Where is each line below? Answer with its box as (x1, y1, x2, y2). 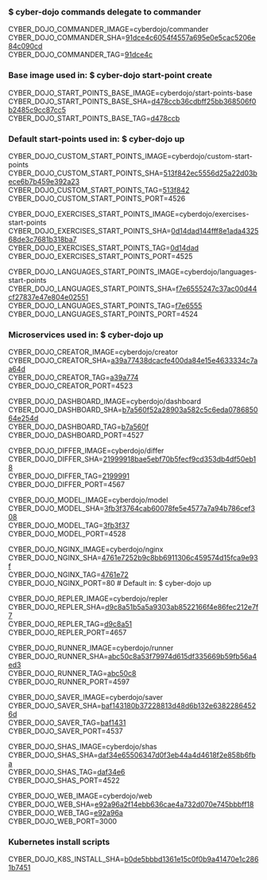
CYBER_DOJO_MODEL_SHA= (8, 504, 105, 513)
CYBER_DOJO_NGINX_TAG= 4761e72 (8, 570, 129, 579)
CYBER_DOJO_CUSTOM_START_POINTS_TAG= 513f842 (8, 185, 190, 194)
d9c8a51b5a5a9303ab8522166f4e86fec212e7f (104, 603, 259, 612)
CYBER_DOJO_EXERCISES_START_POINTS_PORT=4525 (8, 251, 193, 261)
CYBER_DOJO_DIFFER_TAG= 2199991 (8, 471, 130, 481)
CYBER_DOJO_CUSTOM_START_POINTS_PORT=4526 (8, 194, 186, 203)
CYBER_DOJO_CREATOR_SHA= (8, 356, 111, 365)
